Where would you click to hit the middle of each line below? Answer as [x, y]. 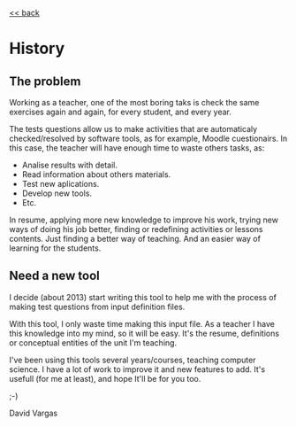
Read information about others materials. [96, 175]
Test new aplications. [61, 184]
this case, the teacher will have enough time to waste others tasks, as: [137, 148]
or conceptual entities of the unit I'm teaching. [93, 342]
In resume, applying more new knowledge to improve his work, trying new [144, 220]
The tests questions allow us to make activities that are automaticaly [133, 129]
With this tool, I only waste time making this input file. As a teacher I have [142, 323]
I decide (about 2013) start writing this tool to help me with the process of [143, 297]
